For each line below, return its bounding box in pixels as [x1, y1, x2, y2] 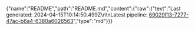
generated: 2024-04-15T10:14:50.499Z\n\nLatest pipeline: [6, 11, 148, 18]
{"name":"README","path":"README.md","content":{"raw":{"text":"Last [6, 5, 181, 12]
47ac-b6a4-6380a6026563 [6, 18, 74, 24]
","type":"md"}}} [73, 18, 113, 24]
